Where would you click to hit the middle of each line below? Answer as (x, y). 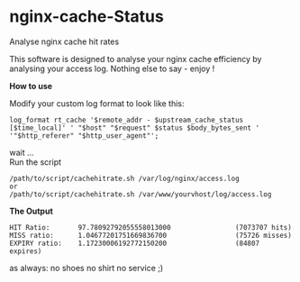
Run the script (35, 162)
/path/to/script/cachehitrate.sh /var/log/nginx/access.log (125, 178)
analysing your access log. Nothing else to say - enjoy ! (112, 68)
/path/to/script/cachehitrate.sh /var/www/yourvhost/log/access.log (141, 194)
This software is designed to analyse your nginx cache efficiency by (136, 59)
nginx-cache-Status (86, 17)
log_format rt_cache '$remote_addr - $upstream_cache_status (127, 120)
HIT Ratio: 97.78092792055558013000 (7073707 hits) (151, 227)
